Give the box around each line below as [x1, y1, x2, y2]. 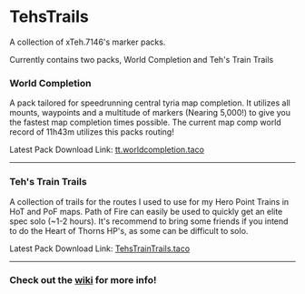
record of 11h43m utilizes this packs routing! [9, 127, 174, 137]
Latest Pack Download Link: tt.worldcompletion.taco [9, 144, 204, 156]
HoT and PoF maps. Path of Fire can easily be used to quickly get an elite [9, 206, 283, 217]
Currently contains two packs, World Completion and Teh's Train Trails [9, 54, 274, 65]
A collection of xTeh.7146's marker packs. [9, 36, 166, 47]
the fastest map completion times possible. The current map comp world [9, 117, 281, 128]
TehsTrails [9, 6, 89, 27]
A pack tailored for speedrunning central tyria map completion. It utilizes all [9, 97, 290, 108]
